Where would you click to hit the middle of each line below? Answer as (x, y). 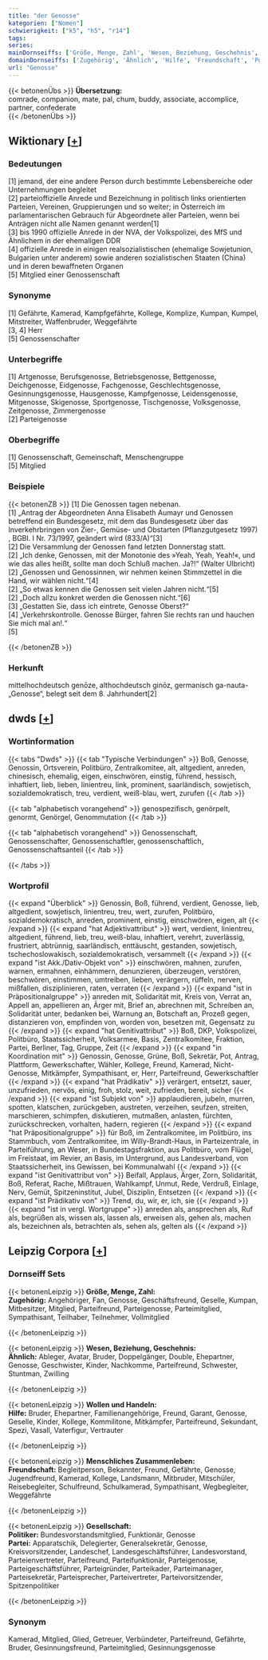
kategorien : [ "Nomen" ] (46, 23)
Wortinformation (41, 742)
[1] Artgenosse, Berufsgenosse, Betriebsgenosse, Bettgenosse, (112, 377)
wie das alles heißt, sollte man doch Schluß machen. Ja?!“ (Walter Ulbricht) (132, 563)
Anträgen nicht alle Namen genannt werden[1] (84, 224)
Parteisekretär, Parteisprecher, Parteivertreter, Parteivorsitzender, (116, 1577)
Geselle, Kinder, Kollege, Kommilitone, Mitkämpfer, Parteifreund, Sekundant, (133, 1422)
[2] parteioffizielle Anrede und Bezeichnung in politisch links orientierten (127, 198)
